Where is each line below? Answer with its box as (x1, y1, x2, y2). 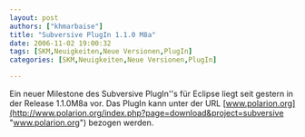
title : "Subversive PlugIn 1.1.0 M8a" (9, 30, 156, 39)
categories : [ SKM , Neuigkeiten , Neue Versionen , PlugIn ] (9, 55, 218, 64)
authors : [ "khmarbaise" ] (9, 22, 103, 31)
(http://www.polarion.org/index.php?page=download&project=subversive (9, 108, 284, 118)
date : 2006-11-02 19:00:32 (9, 38, 112, 48)
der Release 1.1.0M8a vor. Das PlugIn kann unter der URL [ (9, 98, 227, 109)
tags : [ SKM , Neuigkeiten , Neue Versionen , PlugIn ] (9, 47, 193, 56)
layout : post (9, 13, 59, 23)
